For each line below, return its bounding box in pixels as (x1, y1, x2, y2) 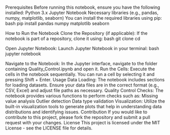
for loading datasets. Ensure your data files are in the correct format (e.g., (5, 82, 159, 88)
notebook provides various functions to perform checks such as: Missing (5, 93, 158, 99)
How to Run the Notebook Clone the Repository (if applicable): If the (5, 30, 148, 36)
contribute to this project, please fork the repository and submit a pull (5, 114, 151, 120)
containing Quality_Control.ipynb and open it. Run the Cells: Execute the (5, 66, 155, 72)
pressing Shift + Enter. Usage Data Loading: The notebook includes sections (5, 77, 165, 82)
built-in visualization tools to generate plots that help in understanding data (5, 104, 162, 109)
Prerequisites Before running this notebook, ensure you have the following (5, 5, 160, 10)
